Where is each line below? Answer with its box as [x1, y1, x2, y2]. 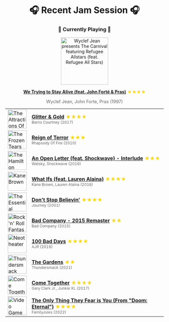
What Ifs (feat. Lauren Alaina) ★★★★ [32, 175, 127, 182]
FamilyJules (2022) [32, 309, 66, 315]
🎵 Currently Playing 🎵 [58, 26, 111, 33]
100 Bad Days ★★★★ [32, 237, 89, 245]
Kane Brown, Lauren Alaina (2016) [32, 182, 94, 187]
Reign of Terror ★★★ [32, 134, 86, 141]
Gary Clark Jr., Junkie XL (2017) [32, 285, 90, 291]
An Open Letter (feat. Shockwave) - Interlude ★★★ [32, 154, 160, 162]
